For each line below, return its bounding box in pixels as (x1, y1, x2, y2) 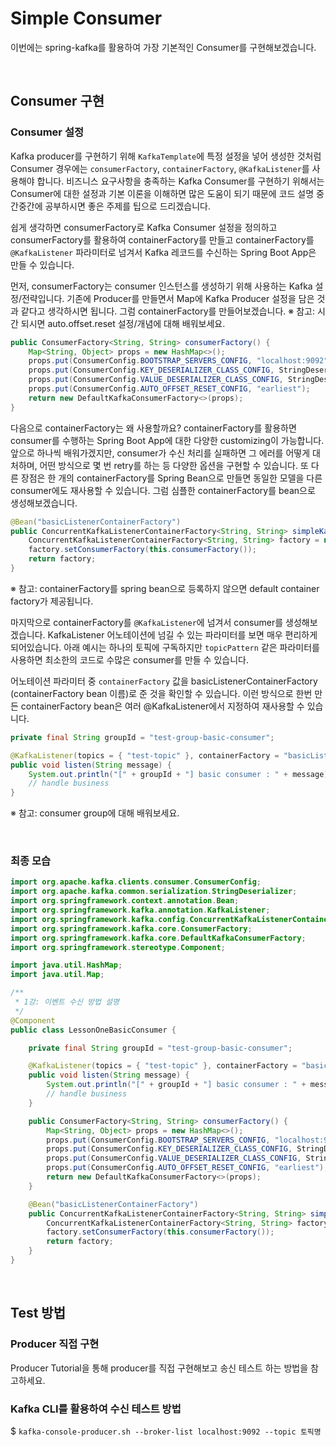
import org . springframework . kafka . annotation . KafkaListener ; (10, 905, 271, 916)
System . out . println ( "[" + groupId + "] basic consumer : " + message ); (28, 769, 333, 779)
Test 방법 (10, 1305, 66, 1322)
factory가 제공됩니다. (10, 595, 94, 607)
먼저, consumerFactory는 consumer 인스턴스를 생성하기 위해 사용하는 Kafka (10, 280, 313, 292)
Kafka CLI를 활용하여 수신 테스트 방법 (10, 1402, 182, 1416)
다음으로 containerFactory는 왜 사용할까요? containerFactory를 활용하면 (10, 422, 297, 434)
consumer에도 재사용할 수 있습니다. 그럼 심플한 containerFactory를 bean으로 (10, 484, 316, 496)
